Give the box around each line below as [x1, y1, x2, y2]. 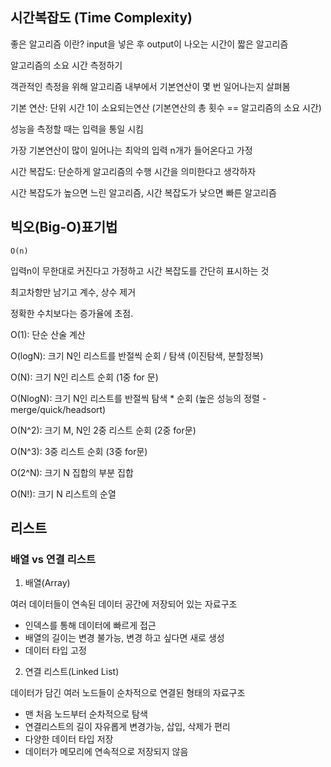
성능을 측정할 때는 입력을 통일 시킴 [10, 123, 144, 135]
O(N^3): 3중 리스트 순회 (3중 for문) [10, 445, 148, 457]
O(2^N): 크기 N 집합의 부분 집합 [10, 466, 134, 478]
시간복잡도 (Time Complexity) [10, 9, 193, 27]
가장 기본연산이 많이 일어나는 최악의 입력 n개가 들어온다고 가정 [10, 144, 253, 156]
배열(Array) [24, 577, 71, 589]
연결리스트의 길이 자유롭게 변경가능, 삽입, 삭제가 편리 [24, 721, 231, 733]
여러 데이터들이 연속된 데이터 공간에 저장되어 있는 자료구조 [10, 598, 238, 610]
